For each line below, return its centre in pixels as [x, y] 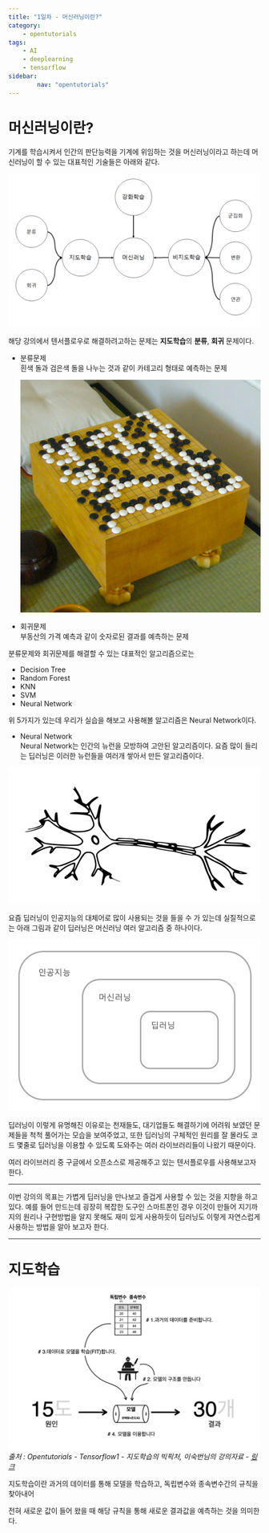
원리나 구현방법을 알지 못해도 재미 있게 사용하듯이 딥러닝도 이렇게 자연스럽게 [142, 1217]
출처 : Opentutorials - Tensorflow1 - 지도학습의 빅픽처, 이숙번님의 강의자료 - [129, 1457]
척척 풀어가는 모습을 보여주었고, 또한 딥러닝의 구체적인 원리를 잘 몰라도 [139, 1135]
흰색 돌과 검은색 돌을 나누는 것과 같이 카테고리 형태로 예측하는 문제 [123, 368]
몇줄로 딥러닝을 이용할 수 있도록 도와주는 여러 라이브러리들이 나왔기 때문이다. [136, 1145]
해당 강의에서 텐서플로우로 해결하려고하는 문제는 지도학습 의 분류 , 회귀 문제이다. [131, 340]
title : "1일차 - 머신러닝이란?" [55, 17]
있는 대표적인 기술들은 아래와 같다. [106, 161]
